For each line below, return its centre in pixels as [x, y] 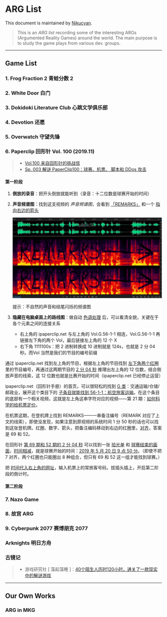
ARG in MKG [20, 610]
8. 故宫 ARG [19, 514]
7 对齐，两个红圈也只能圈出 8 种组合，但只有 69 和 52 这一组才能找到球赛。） [84, 457]
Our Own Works [30, 596]
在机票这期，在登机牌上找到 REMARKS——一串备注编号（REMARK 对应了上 [83, 416]
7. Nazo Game [22, 499]
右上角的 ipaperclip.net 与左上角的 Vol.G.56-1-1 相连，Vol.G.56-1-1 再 [90, 334]
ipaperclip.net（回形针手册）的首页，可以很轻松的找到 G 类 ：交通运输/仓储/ [83, 386]
